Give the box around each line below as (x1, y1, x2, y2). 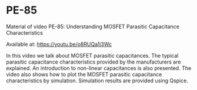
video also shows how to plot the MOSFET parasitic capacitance (6, 71, 162, 78)
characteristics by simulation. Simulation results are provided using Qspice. (6, 77, 188, 84)
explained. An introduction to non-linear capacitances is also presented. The (6, 64, 192, 71)
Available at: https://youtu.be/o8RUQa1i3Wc (6, 41, 112, 48)
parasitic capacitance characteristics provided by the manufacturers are (6, 58, 181, 65)
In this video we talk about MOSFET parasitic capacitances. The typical (6, 52, 179, 59)
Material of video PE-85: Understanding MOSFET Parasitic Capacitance (6, 23, 179, 30)
